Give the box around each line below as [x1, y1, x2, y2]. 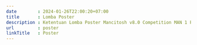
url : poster [6, 25, 59, 31]
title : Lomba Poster [6, 14, 75, 20]
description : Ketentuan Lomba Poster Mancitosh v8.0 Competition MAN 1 [6, 19, 188, 25]
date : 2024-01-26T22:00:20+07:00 [6, 8, 109, 15]
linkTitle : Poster [6, 30, 59, 36]
